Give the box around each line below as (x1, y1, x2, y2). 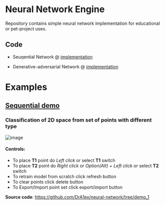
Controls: (5, 146, 26, 152)
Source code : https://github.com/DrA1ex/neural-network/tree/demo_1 (5, 194, 150, 200)
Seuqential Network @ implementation (12, 54, 93, 60)
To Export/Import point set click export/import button (12, 184, 123, 190)
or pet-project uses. (5, 25, 47, 31)
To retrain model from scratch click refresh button (12, 173, 117, 179)
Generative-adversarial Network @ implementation (12, 63, 119, 69)
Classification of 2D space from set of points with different (5, 116, 152, 124)
